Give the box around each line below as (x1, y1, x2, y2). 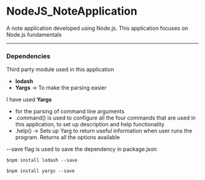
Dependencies (6, 52, 51, 60)
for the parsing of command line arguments (15, 108, 125, 115)
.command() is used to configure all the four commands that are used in (15, 114, 196, 121)
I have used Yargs (6, 96, 52, 103)
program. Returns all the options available (15, 134, 120, 141)
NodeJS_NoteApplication (6, 4, 137, 18)
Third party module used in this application (6, 66, 114, 73)
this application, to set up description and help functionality (15, 121, 165, 128)
